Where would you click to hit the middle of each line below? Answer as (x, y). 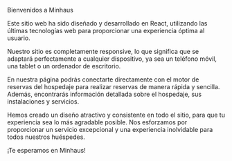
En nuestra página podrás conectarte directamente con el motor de (103, 79)
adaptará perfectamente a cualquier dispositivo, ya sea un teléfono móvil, (112, 59)
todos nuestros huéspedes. (46, 137)
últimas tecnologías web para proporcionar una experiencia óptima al (106, 31)
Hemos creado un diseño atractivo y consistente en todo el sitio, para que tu (116, 115)
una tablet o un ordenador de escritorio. (64, 66)
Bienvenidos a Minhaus (41, 10)
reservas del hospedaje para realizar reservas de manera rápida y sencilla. (114, 87)
